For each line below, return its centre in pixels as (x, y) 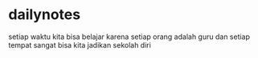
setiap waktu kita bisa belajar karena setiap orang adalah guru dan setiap (129, 37)
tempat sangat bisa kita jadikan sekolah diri (80, 44)
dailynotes (45, 15)
